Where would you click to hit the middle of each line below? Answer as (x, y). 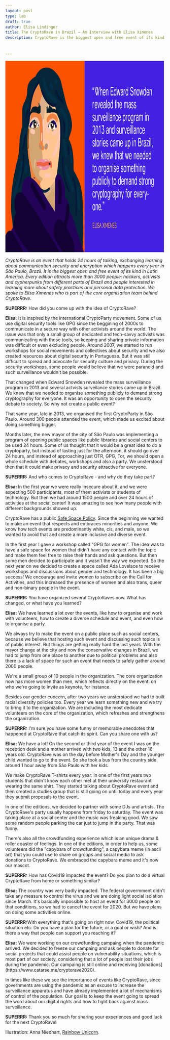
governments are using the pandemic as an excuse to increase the (75, 985)
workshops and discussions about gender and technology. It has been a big (84, 571)
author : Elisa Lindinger (31, 27)
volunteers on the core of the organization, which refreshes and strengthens (85, 713)
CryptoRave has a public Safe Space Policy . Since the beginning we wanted (84, 518)
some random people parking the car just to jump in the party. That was (80, 823)
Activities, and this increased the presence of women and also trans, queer (84, 582)
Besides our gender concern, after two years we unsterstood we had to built (85, 697)
